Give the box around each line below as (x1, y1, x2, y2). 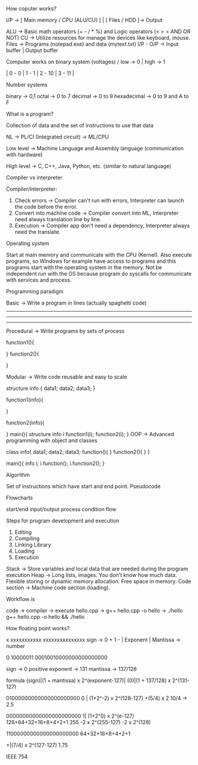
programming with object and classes (6, 437, 98, 444)
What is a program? (6, 111, 54, 117)
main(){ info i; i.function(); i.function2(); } (6, 460, 105, 467)
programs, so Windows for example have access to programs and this (6, 257, 176, 264)
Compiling (14, 535, 40, 542)
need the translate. (14, 228, 61, 235)
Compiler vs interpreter (6, 174, 63, 181)
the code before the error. (14, 204, 78, 210)
